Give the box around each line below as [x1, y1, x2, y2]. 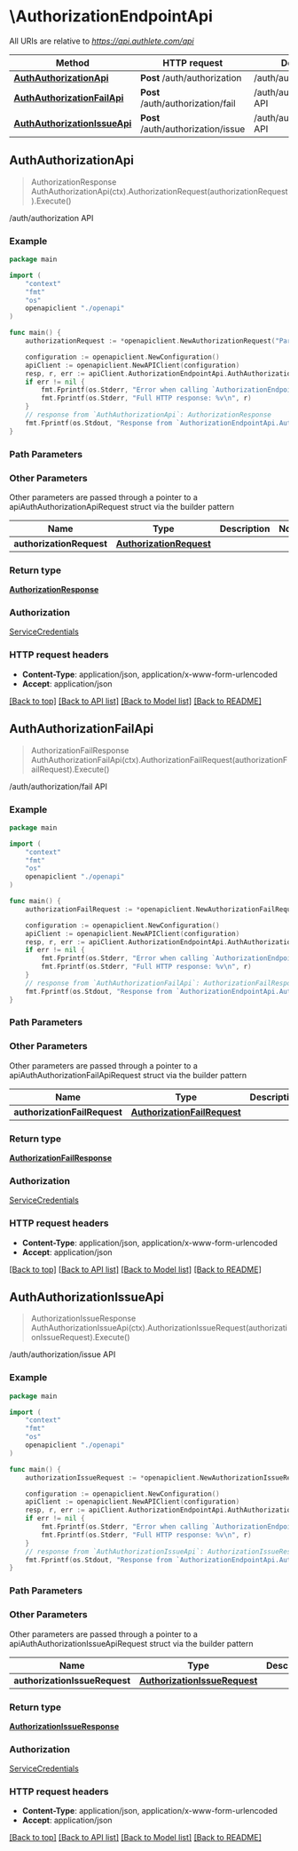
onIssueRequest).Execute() [30, 1332, 130, 1343]
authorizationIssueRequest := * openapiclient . [25, 1473, 200, 1482]
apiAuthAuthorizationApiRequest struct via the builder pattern [9, 501, 235, 512]
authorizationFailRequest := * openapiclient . [25, 904, 197, 914]
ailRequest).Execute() [30, 764, 110, 775]
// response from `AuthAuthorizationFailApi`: [25, 979, 200, 988]
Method [56, 56, 90, 68]
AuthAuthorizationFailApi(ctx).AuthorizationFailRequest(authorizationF [30, 754, 288, 765]
